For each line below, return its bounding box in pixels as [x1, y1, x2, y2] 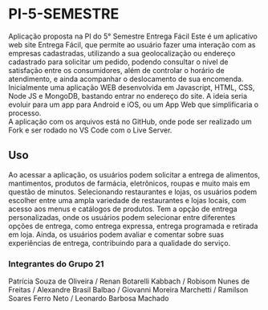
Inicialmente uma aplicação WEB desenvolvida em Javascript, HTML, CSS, [8, 82, 255, 92]
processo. [8, 108, 42, 117]
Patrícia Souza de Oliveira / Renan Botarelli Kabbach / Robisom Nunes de [8, 276, 250, 286]
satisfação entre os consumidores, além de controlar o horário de [8, 65, 225, 75]
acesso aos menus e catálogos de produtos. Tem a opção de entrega [8, 204, 238, 214]
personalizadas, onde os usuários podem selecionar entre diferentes [8, 212, 236, 222]
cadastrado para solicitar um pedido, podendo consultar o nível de [8, 57, 229, 67]
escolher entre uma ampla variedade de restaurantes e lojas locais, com [8, 195, 247, 205]
